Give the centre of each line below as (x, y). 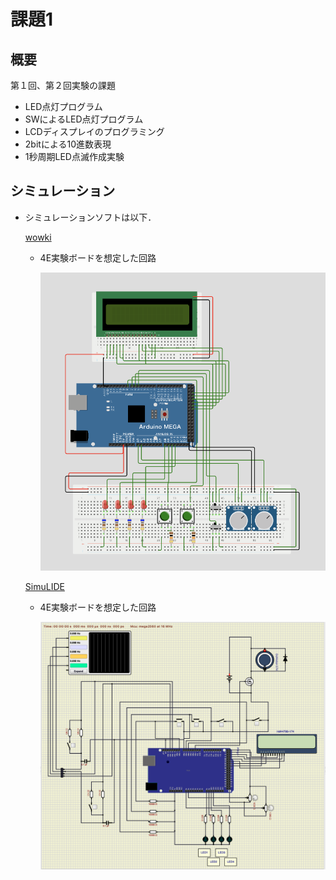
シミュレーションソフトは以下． (90, 217)
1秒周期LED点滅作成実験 (74, 156)
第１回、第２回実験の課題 (63, 85)
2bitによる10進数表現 (68, 144)
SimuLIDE (44, 586)
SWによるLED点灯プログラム (84, 119)
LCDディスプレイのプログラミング (94, 131)
